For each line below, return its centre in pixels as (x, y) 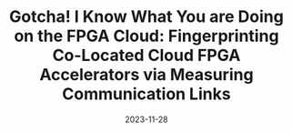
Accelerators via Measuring (146, 75)
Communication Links (146, 94)
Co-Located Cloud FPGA (146, 56)
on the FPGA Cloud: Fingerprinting (146, 36)
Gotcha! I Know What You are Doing (146, 17)
